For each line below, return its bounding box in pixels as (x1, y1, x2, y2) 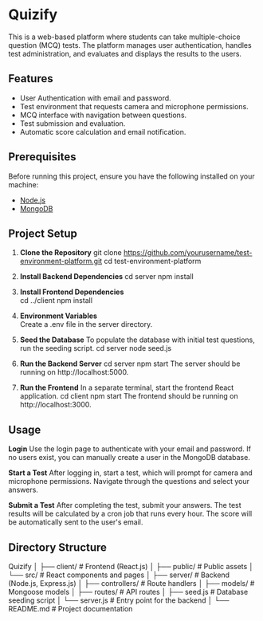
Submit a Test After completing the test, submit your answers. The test (8, 501, 241, 510)
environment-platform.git (19, 257, 103, 266)
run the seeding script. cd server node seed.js (19, 344, 172, 353)
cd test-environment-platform (103, 257, 202, 266)
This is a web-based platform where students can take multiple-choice (8, 32, 241, 41)
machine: (8, 179, 39, 189)
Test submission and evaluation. (19, 118, 126, 128)
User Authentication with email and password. (19, 93, 171, 103)
